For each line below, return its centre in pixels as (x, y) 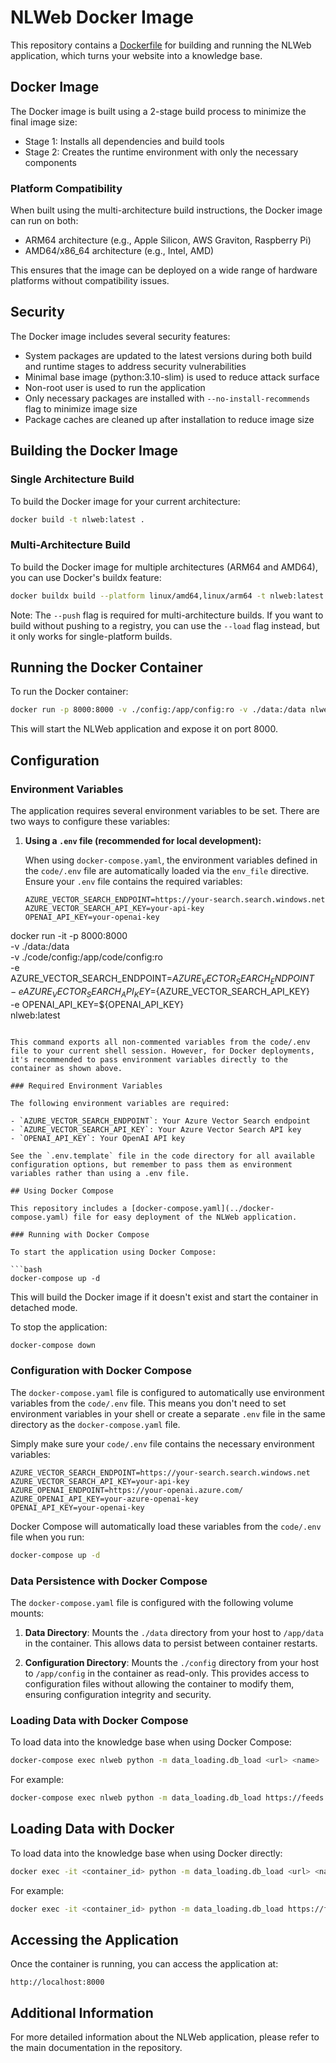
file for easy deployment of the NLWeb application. (185, 1217)
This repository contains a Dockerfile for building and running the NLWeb (161, 45)
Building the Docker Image (94, 451)
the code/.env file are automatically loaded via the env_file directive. (167, 870)
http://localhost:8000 (57, 1982)
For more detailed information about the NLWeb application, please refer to (165, 2037)
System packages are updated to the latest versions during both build (168, 355)
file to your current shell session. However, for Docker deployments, (162, 1051)
